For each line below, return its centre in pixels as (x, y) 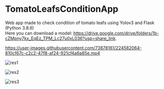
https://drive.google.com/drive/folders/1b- (116, 33)
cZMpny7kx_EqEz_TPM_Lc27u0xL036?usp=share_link (60, 38)
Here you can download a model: (39, 33)
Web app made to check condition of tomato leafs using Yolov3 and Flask (80, 23)
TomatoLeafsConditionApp (62, 9)
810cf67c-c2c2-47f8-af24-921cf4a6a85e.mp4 (53, 53)
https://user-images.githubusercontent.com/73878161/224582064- (73, 48)
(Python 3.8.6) (20, 28)
